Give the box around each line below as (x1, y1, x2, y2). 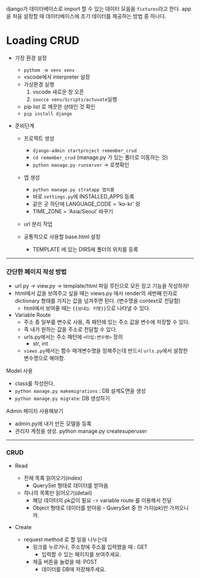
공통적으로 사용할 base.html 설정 (23, 233, 101, 240)
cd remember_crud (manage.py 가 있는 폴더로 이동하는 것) (32, 154, 168, 161)
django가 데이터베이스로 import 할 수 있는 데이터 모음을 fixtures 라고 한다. (6, 5, 180, 12)
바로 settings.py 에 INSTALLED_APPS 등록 (32, 192, 135, 200)
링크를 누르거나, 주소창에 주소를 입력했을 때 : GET (32, 543, 148, 550)
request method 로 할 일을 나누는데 (23, 536, 107, 543)
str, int (32, 340, 48, 347)
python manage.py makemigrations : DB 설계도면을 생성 (14, 387, 146, 394)
